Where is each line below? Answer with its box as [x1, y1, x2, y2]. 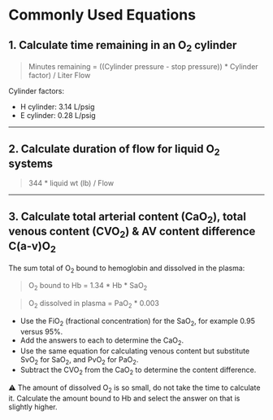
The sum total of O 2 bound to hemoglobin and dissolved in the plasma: [8, 263, 245, 274]
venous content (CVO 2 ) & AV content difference [8, 224, 256, 240]
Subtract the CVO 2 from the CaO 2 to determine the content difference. [19, 365, 257, 377]
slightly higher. [8, 401, 58, 412]
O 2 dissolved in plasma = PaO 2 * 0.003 [28, 299, 160, 310]
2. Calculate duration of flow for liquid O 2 [8, 142, 221, 158]
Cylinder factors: [8, 86, 65, 96]
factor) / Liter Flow [28, 71, 91, 81]
